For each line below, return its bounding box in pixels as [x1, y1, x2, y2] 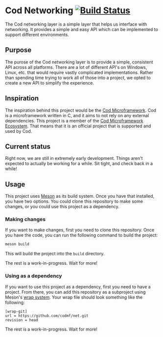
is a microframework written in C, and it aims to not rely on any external [5, 112, 149, 118]
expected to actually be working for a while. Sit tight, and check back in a [5, 160, 153, 167]
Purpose [5, 46, 32, 54]
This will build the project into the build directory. [5, 251, 105, 257]
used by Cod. [5, 128, 32, 134]
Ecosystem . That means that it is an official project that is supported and [5, 123, 151, 129]
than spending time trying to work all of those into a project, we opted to [5, 74, 151, 81]
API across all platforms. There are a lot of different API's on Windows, [5, 64, 147, 70]
